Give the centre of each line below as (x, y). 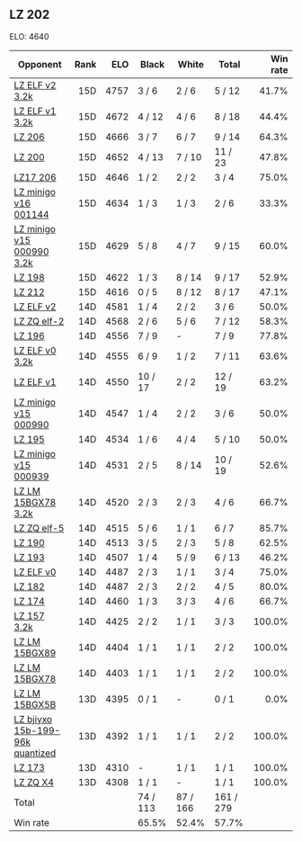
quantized (35, 753)
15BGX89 (35, 653)
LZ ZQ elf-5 (39, 528)
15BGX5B (35, 704)
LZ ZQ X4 (34, 782)
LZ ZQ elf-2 (39, 321)
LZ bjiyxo (33, 719)
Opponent (40, 64)
